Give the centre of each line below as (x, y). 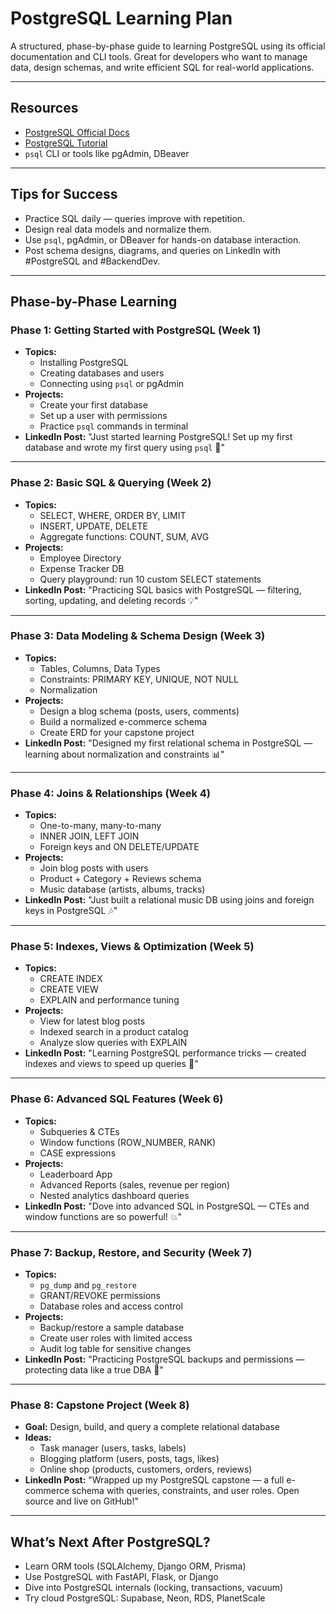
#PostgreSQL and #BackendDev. (92, 261)
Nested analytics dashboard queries (114, 1195)
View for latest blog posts (92, 1021)
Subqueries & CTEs (79, 1131)
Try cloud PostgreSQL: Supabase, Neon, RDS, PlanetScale (145, 1598)
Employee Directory (80, 558)
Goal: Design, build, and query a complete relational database (152, 1427)
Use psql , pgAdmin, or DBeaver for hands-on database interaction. (163, 239)
